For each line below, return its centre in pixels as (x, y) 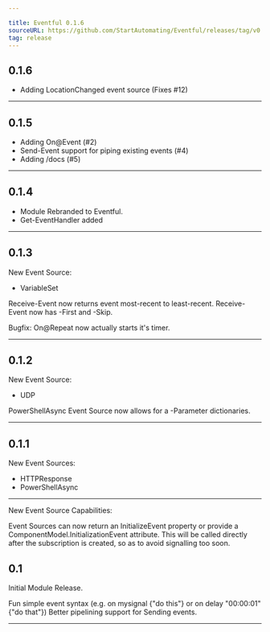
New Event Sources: (42, 463)
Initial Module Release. (46, 588)
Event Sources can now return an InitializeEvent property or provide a (123, 526)
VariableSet (39, 287)
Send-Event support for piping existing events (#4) (104, 151)
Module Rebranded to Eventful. (71, 211)
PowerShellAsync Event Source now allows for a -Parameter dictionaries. (129, 411)
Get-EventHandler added (61, 220)
